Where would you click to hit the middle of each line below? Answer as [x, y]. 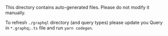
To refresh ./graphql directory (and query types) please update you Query [84, 23]
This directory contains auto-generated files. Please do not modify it [77, 7]
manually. [15, 13]
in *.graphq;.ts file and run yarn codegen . [49, 28]
